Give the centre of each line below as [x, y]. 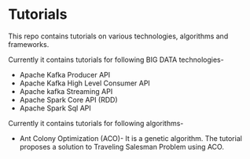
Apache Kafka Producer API [65, 74]
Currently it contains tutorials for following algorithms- [96, 123]
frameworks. [29, 44]
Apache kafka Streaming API [66, 91]
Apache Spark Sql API [55, 108]
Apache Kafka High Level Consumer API [85, 83]
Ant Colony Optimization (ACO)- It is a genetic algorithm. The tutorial [131, 138]
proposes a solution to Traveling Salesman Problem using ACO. [121, 146]
